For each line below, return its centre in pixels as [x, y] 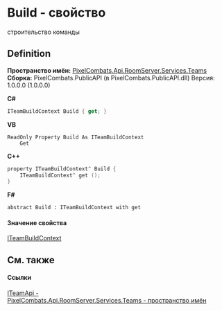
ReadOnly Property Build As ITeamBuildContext [76, 137]
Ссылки [19, 278]
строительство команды [43, 32]
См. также [31, 260]
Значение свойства [37, 222]
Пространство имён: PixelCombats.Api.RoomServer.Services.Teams [107, 70]
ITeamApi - [23, 293]
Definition [29, 54]
